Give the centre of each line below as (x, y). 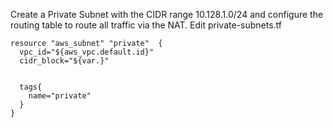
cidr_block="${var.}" (64, 61)
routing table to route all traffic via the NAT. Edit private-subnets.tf (146, 25)
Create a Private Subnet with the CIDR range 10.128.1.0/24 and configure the (167, 14)
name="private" (60, 96)
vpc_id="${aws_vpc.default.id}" (87, 52)
